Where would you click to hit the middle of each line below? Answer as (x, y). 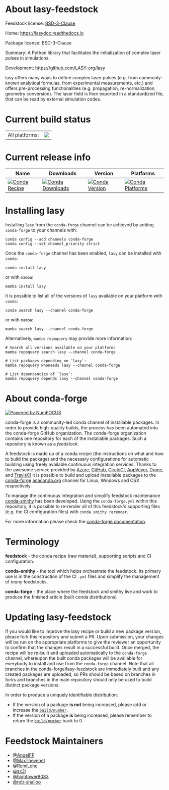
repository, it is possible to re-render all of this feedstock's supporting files (82, 506)
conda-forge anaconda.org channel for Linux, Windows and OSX (72, 480)
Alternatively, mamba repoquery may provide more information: (69, 338)
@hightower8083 (30, 776)
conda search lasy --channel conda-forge (49, 310)
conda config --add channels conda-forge (49, 239)
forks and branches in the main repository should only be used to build (78, 679)
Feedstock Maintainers (54, 741)
